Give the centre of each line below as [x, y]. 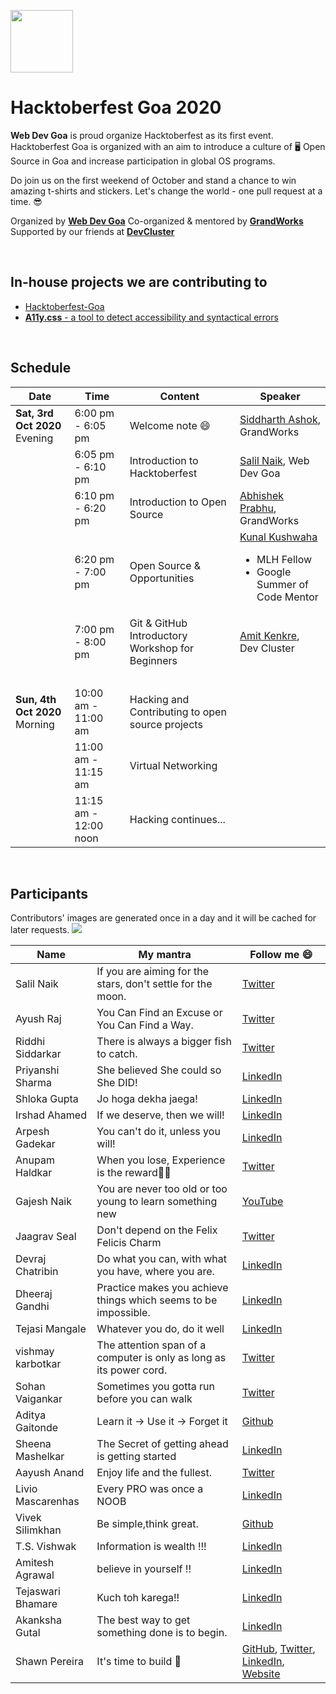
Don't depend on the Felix [157, 1230]
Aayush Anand [50, 1473]
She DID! [117, 1083]
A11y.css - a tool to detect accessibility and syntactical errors [151, 317]
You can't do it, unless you [158, 1132]
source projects [166, 724]
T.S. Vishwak [46, 1547]
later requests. [40, 930]
